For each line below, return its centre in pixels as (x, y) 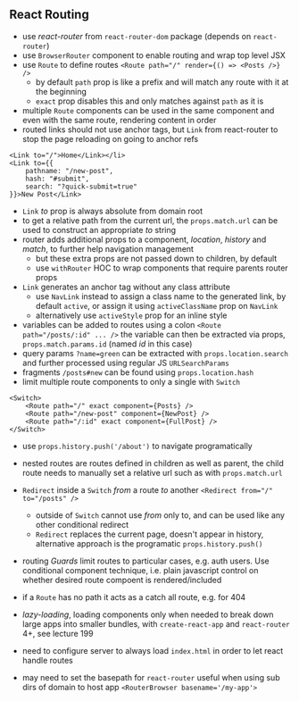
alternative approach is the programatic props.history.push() (149, 543)
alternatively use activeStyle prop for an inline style (131, 315)
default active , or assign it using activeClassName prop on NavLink (157, 305)
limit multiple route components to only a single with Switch (131, 381)
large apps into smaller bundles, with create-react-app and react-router (156, 623)
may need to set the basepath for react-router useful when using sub (151, 677)
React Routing (49, 15)
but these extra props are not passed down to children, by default (156, 258)
